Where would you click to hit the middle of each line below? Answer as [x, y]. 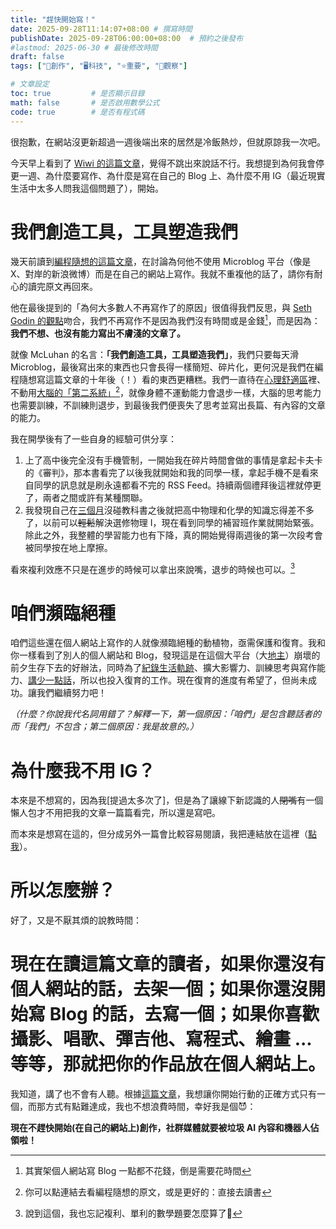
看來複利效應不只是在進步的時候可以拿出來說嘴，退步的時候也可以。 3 [153, 568]
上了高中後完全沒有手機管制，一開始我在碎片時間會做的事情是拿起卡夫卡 [173, 460]
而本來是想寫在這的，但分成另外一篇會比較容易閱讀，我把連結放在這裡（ [159, 834]
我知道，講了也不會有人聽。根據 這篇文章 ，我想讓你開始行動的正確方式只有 [163, 1094]
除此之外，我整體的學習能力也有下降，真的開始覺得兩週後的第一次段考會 [173, 535]
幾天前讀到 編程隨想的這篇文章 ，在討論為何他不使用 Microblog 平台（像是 [161, 262]
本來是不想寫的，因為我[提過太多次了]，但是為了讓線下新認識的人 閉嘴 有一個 [167, 800]
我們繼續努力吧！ [71, 693]
